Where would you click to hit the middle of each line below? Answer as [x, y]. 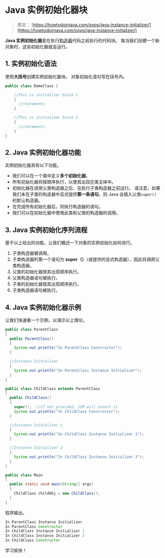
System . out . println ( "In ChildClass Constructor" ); [67, 411]
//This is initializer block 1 [46, 95]
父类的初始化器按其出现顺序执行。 [47, 272]
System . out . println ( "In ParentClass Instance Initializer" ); [78, 370]
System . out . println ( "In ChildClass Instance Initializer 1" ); [79, 434]
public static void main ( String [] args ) [51, 484]
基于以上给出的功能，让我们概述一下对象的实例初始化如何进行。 [70, 243]
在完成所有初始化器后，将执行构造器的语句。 [58, 207]
